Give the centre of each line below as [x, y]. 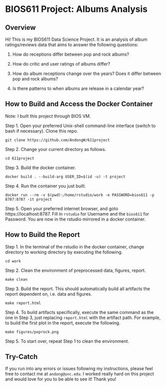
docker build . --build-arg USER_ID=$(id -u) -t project [65, 177]
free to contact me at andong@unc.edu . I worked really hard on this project [80, 374]
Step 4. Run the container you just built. [45, 186]
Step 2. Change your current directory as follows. [56, 149]
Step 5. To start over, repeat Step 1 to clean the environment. [67, 341]
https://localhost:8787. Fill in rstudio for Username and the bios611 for [77, 214]
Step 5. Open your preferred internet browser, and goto [62, 208]
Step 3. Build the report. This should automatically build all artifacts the [78, 289]
